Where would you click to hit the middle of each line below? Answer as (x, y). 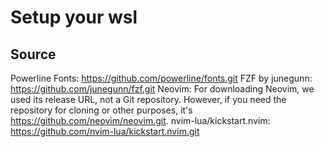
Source (33, 54)
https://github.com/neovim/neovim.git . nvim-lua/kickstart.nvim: (140, 120)
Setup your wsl (74, 17)
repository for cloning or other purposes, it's (101, 110)
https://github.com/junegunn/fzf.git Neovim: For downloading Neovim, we (162, 89)
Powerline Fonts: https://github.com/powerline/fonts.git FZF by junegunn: (161, 78)
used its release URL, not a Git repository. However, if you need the (148, 99)
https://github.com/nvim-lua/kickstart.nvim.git (105, 131)
